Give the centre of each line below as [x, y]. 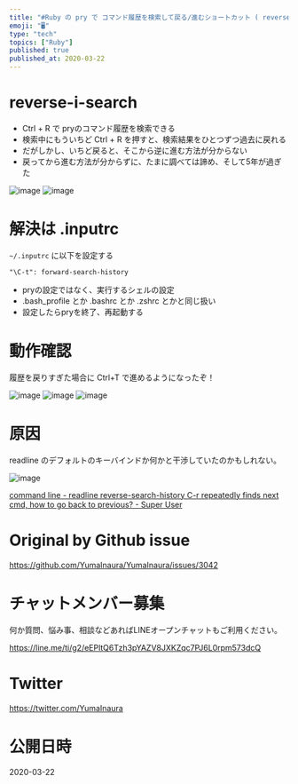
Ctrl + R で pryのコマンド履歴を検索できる [98, 128]
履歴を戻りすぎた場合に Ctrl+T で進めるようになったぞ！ [112, 377]
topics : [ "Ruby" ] [41, 42]
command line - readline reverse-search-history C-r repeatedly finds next [144, 495]
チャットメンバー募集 [87, 603]
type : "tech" [33, 34]
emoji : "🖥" [30, 26]
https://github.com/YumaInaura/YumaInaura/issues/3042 [114, 565]
